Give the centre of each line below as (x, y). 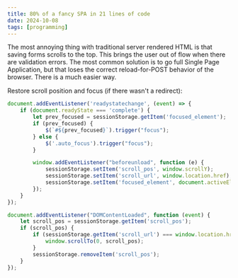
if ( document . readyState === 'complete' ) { (85, 110)
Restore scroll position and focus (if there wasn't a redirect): (95, 91)
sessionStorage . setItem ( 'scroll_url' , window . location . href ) (137, 176)
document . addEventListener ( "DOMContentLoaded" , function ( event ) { (109, 215)
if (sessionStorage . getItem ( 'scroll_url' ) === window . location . (130, 235)
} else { (46, 137)
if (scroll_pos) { (47, 228)
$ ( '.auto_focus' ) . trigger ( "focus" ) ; (99, 143)
